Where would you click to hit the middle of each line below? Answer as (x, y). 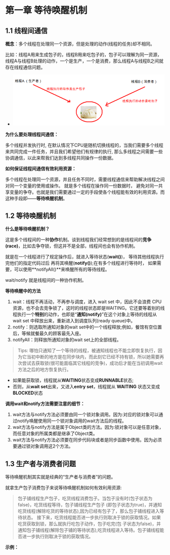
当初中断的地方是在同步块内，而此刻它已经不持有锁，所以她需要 (93, 357)
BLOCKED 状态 (28, 393)
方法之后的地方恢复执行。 (44, 369)
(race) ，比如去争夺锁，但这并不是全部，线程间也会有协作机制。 (72, 246)
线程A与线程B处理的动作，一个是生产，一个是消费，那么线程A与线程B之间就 (84, 61)
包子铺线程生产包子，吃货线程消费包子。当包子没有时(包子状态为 (85, 498)
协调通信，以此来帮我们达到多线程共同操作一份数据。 (61, 158)
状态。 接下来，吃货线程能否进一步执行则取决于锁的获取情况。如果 (91, 517)
